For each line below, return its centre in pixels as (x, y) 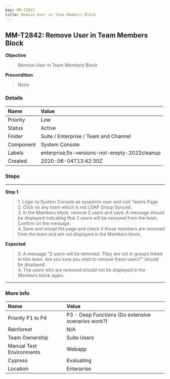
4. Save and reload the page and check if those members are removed (91, 228)
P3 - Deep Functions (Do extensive (109, 315)
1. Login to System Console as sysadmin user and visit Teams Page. (88, 201)
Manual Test (22, 346)
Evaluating (79, 361)
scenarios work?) (87, 321)
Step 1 (12, 192)
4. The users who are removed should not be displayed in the (81, 270)
